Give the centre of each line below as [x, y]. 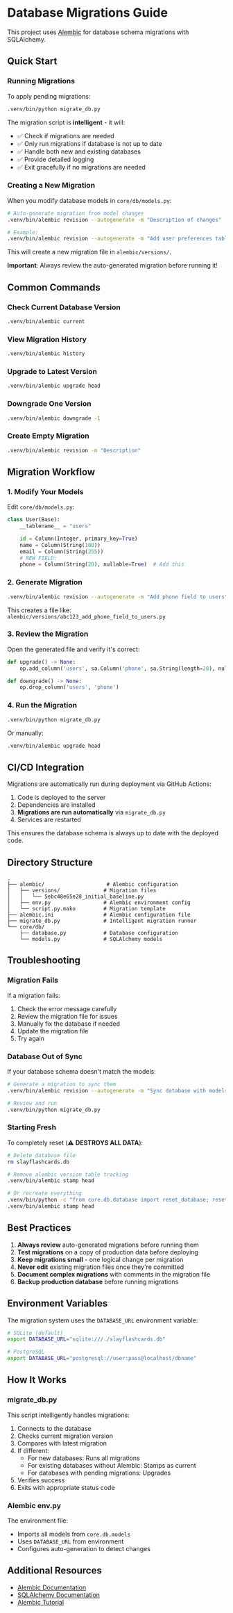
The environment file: [37, 1521]
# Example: [23, 232]
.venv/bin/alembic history [46, 354]
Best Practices [39, 1228]
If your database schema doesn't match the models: [81, 1071]
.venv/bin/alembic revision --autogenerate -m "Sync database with [107, 1090]
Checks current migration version [65, 1436]
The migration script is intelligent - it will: [66, 122]
